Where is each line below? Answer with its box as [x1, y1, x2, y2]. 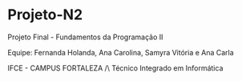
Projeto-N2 [7, 6, 83, 24]
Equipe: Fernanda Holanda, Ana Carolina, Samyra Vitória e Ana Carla [7, 47, 234, 57]
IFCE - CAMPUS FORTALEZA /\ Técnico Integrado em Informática [7, 63, 224, 73]
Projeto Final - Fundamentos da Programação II [7, 32, 163, 42]
